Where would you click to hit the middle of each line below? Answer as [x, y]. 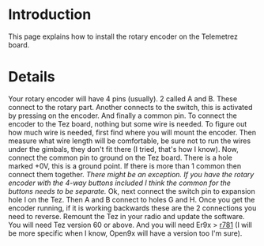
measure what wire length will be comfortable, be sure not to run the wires [130, 141]
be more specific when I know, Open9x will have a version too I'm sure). [125, 233]
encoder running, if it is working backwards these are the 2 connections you [132, 208]
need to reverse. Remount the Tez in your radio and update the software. [126, 216]
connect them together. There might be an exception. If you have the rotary [131, 174]
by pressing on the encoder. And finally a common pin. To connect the [123, 115]
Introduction [50, 15]
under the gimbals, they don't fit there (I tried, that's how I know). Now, [123, 149]
